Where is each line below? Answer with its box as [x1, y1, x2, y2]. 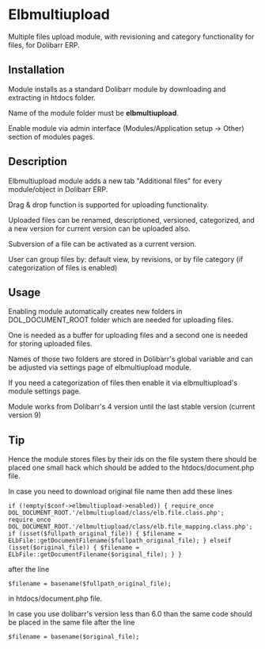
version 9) [8, 410, 42, 420]
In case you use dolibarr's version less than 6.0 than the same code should [8, 609, 253, 619]
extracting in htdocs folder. [8, 93, 97, 102]
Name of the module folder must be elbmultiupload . [8, 108, 180, 117]
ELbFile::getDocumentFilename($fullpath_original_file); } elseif [8, 537, 232, 545]
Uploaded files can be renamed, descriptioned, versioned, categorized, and [8, 215, 255, 225]
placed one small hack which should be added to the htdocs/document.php [8, 463, 255, 473]
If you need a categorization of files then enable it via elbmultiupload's [8, 378, 238, 388]
